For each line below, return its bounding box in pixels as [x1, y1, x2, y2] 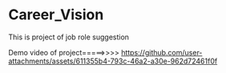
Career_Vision [8, 6, 104, 24]
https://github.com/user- [121, 47, 203, 57]
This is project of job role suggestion [8, 32, 130, 42]
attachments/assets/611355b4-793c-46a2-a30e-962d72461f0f [8, 56, 218, 66]
